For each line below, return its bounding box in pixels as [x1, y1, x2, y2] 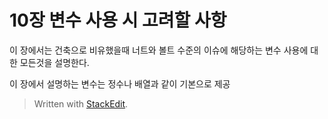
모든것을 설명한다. [19, 56, 90, 68]
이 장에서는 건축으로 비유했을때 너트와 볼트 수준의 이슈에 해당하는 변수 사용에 [9, 44, 309, 56]
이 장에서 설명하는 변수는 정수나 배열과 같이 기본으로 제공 [9, 77, 231, 90]
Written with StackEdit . [33, 97, 129, 110]
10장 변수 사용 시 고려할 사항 [9, 9, 227, 32]
